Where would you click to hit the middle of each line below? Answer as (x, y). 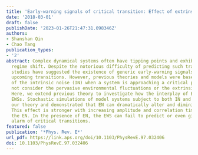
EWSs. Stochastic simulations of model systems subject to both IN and (101, 99)
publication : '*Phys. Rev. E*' (44, 132)
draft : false (22, 22)
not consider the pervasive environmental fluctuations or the (90, 88)
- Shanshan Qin (25, 39)
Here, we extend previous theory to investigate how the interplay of (100, 94)
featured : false (26, 127)
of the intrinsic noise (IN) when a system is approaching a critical (100, 83)
